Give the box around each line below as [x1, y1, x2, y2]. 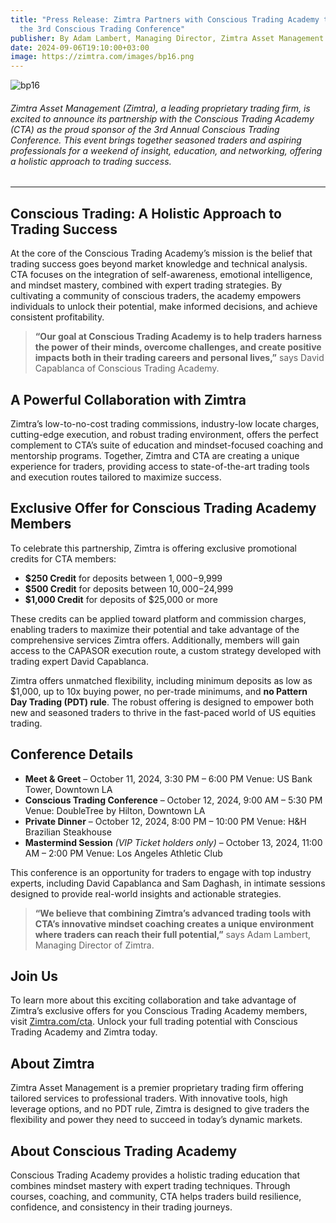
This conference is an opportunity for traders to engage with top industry [10, 866, 312, 878]
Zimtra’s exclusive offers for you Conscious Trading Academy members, [10, 1005, 308, 1017]
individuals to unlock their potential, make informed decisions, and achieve [10, 301, 318, 313]
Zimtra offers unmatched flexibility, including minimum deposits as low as [10, 674, 313, 686]
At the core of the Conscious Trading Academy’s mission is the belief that [10, 247, 313, 260]
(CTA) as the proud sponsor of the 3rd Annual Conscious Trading [10, 123, 280, 135]
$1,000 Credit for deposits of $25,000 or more [24, 593, 218, 605]
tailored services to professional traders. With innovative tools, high [10, 1092, 288, 1105]
